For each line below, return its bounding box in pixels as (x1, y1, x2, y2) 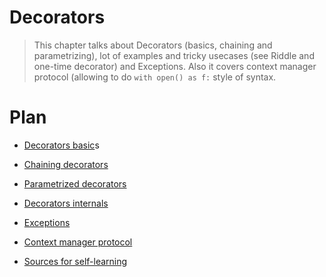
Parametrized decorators (23, 177, 127, 190)
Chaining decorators (23, 158, 109, 170)
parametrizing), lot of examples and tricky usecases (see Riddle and (33, 49, 315, 61)
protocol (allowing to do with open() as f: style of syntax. (33, 71, 277, 83)
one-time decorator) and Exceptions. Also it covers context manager (33, 60, 317, 72)
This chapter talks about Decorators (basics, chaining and (33, 39, 273, 51)
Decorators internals (23, 197, 109, 209)
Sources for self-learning (23, 255, 128, 267)
